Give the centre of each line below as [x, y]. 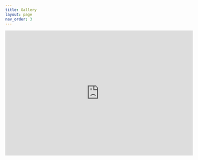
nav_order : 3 [19, 19]
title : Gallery [21, 10]
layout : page [19, 14]
